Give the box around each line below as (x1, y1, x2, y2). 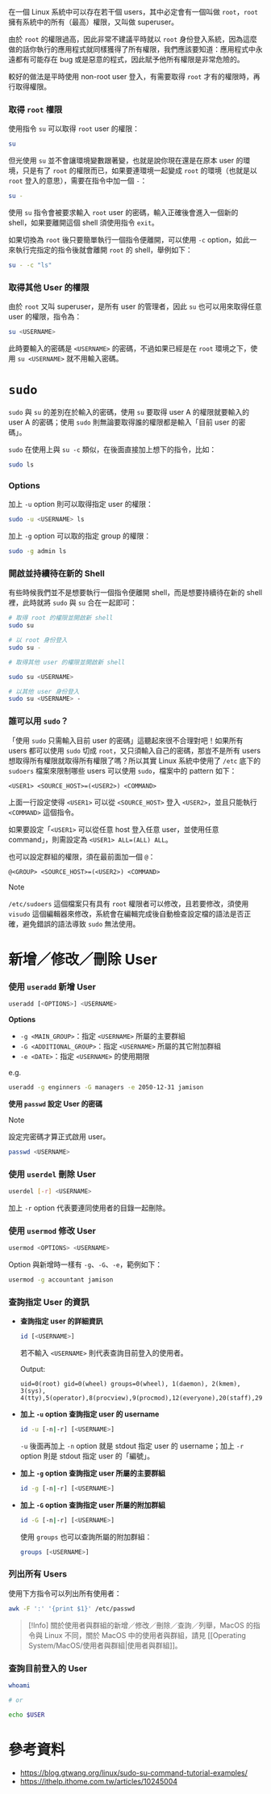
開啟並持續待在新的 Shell (8, 568, 105, 579)
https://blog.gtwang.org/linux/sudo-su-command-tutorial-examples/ (19, 1767, 248, 1777)
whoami (8, 1682, 31, 1690)
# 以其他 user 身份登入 (8, 687, 80, 695)
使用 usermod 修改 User (8, 1225, 97, 1236)
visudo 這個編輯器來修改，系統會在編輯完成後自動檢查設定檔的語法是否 (8, 909, 244, 918)
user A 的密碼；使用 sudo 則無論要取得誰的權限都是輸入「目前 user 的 (8, 417, 240, 427)
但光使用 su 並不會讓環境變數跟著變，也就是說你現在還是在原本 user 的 (8, 156, 244, 166)
